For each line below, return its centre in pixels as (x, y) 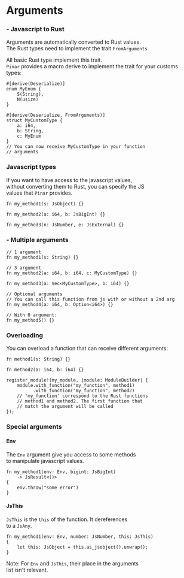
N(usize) (28, 99)
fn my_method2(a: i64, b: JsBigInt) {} (56, 214)
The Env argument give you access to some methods (71, 454)
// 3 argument (24, 268)
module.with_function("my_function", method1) (76, 386)
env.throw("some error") (48, 488)
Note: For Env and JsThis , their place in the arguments (73, 563)
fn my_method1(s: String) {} (42, 258)
